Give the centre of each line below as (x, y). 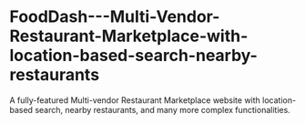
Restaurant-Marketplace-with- (129, 36)
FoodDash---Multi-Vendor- (115, 17)
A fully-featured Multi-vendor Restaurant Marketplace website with (135, 100)
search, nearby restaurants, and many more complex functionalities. (163, 109)
